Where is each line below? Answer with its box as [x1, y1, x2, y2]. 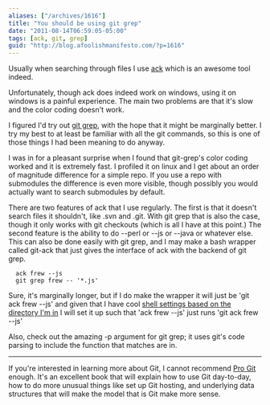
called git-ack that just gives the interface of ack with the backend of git [8, 246, 247, 256]
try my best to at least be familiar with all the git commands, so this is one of [8, 129, 261, 139]
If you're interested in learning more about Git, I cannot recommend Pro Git [8, 363, 256, 374]
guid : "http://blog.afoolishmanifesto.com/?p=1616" [8, 42, 185, 50]
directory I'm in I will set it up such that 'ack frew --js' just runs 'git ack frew [8, 308, 259, 317]
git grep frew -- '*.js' [15, 276, 99, 285]
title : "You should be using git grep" [8, 19, 142, 27]
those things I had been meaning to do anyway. [8, 137, 166, 147]
